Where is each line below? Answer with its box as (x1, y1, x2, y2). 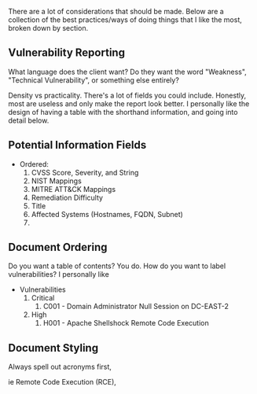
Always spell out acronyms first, (8, 362, 112, 372)
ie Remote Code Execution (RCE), (8, 377, 116, 387)
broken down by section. (8, 24, 89, 32)
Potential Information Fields (8, 138, 147, 152)
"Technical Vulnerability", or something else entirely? (8, 75, 179, 85)
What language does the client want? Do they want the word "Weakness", (8, 67, 248, 76)
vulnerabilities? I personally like (8, 270, 110, 279)
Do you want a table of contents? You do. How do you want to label (8, 261, 226, 271)
